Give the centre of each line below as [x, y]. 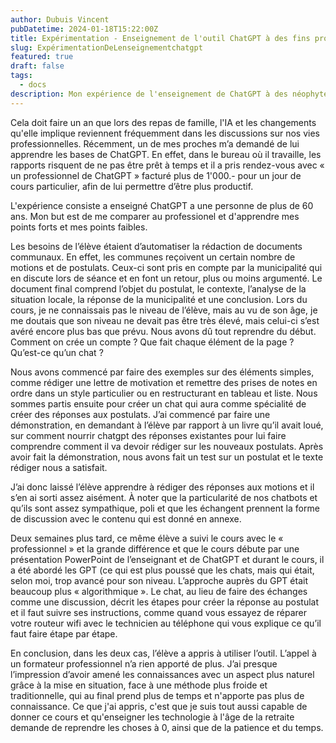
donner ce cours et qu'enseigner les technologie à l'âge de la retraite [152, 717]
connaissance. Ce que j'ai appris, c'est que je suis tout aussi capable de [159, 706]
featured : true [42, 57]
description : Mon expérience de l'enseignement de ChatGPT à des [149, 94]
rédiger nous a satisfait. [59, 467]
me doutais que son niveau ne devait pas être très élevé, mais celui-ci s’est [165, 320]
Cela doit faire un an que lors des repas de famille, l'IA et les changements [163, 122]
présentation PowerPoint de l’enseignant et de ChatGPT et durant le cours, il [167, 559]
